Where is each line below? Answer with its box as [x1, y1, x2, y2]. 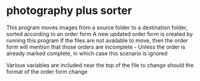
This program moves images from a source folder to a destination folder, [6, 24, 188, 31]
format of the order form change [6, 68, 88, 75]
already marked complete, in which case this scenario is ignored [6, 49, 168, 57]
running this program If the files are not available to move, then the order [6, 37, 188, 44]
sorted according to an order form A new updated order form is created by [6, 30, 193, 37]
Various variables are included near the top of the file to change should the [6, 62, 194, 69]
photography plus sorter [6, 4, 133, 18]
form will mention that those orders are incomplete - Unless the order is [6, 43, 185, 51]
